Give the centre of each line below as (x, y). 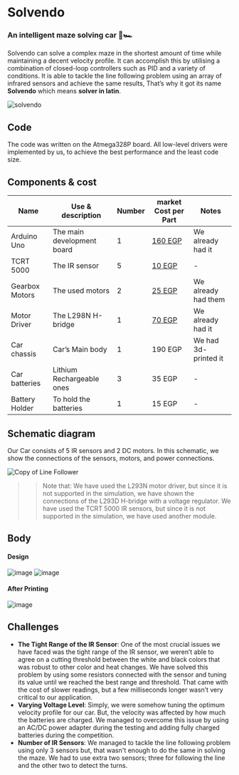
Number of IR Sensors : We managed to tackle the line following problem (124, 742)
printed (205, 358)
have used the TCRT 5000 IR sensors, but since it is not (124, 508)
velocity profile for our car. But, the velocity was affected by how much (122, 712)
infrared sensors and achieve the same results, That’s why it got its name (115, 83)
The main (68, 232)
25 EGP (165, 291)
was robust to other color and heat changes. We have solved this (113, 667)
